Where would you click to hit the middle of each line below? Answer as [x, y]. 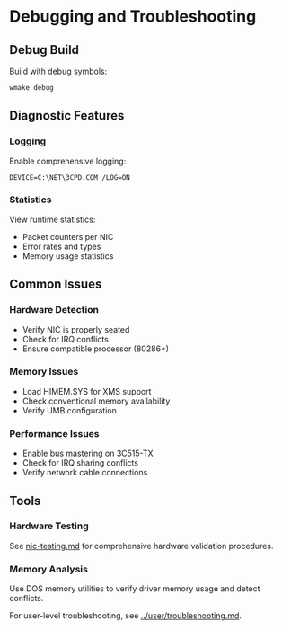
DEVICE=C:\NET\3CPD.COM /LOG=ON [70, 177]
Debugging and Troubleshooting [133, 17]
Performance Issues [55, 433]
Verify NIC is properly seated [76, 329]
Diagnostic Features [67, 115]
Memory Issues [44, 372]
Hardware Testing [49, 526]
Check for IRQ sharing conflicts [80, 463]
